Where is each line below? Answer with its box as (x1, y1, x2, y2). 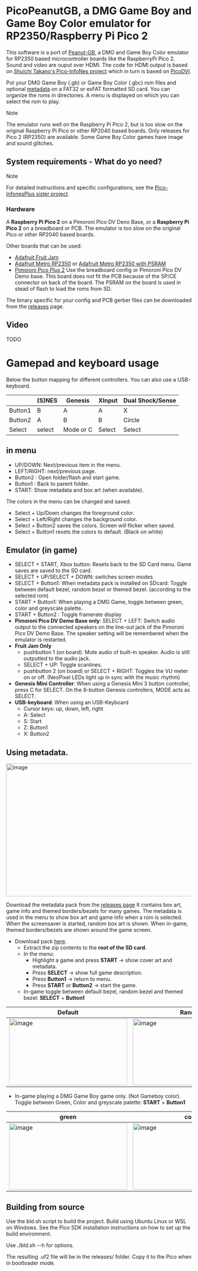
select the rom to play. (6, 97, 60, 105)
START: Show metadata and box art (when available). (14, 486, 144, 493)
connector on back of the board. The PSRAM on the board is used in (14, 279, 181, 286)
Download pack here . (14, 938, 67, 945)
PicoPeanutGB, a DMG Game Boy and (6, 4, 192, 18)
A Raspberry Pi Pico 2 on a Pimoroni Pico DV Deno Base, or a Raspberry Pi (6, 219, 190, 226)
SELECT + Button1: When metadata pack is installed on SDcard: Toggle (14, 580, 187, 587)
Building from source (6, 1202, 85, 1212)
